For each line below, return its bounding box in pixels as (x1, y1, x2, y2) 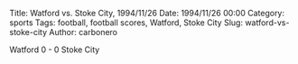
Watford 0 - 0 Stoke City (9, 44, 100, 55)
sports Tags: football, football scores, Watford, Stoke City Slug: (9, 17, 244, 28)
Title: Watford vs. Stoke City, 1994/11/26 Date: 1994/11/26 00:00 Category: (9, 8, 285, 18)
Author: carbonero (49, 27, 117, 37)
